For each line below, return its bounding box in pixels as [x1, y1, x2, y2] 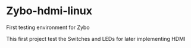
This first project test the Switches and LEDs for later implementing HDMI [6, 35, 186, 42]
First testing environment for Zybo [6, 24, 90, 31]
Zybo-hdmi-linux [6, 4, 93, 18]
